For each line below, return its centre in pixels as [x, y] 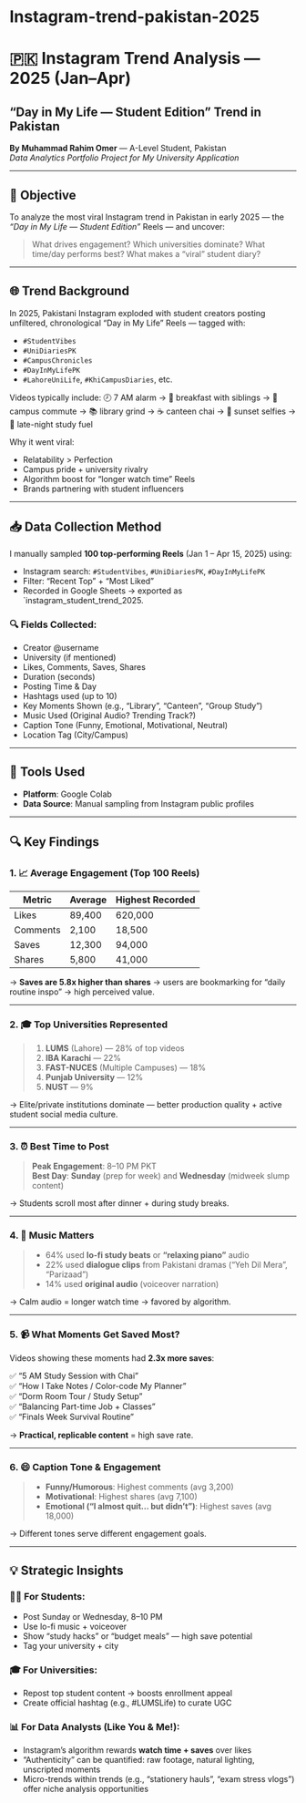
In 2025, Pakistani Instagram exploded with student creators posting [138, 313]
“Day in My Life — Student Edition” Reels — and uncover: [117, 227]
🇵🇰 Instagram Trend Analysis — [135, 59]
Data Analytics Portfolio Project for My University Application [124, 158]
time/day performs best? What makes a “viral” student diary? [146, 254]
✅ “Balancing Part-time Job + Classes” [83, 1406]
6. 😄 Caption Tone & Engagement [85, 1467]
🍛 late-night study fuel [51, 424]
